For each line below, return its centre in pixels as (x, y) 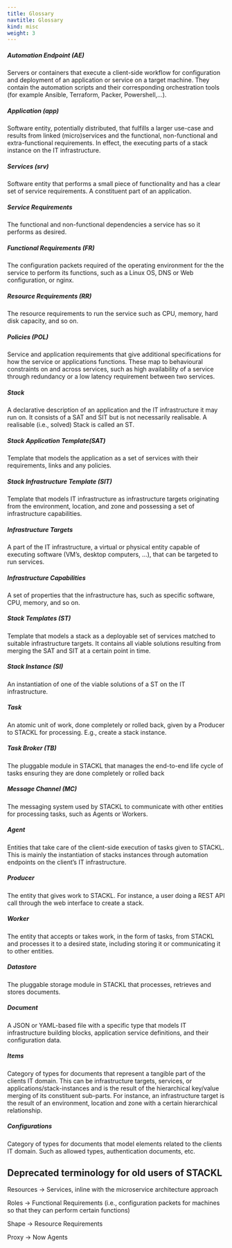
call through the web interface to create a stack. (75, 903)
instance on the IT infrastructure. (54, 151)
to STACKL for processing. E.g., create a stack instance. (87, 732)
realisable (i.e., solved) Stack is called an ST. (71, 425)
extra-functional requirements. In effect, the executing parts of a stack (107, 143)
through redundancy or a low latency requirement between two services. (111, 376)
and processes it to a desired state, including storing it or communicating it (114, 943)
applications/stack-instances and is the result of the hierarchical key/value (113, 1088)
